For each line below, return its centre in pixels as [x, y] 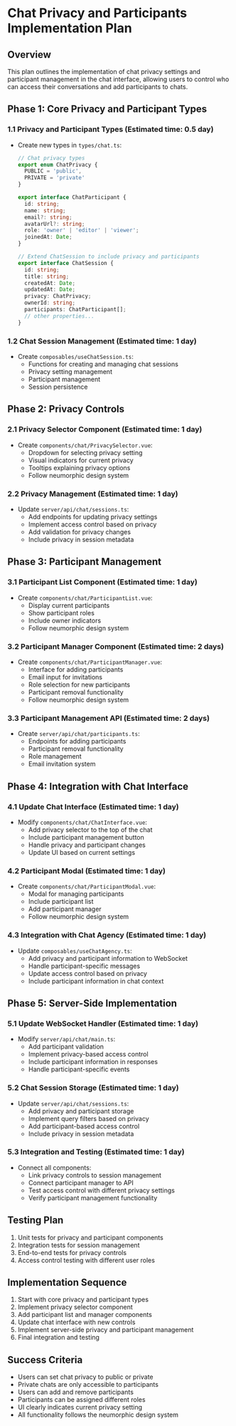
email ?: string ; [48, 217]
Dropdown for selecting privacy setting [85, 452]
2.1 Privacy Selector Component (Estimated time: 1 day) [105, 430]
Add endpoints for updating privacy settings [93, 516]
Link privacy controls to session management [95, 1175]
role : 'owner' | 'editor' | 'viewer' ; [82, 230]
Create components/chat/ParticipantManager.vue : [90, 662]
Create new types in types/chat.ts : [70, 145]
